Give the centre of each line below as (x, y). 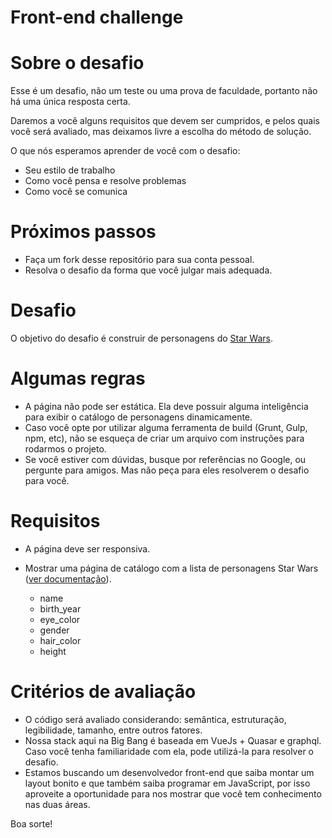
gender (54, 630)
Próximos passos (83, 232)
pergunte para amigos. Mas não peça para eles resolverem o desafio (167, 470)
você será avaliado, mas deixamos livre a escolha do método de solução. (161, 132)
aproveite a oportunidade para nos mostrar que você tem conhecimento (173, 793)
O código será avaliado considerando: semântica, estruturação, (155, 719)
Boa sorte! (31, 823)
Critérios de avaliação (103, 692)
